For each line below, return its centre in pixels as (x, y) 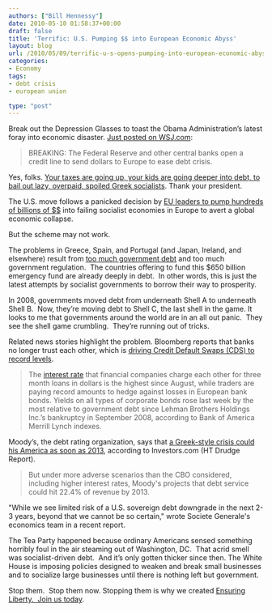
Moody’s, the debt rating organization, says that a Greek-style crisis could (132, 442)
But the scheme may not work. (59, 235)
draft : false (30, 31)
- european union (38, 91)
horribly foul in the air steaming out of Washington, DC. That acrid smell (129, 549)
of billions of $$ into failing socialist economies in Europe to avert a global (132, 210)
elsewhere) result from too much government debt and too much (117, 259)
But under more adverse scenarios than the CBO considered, (130, 475)
